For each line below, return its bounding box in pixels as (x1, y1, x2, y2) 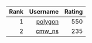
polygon (36, 18, 59, 25)
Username (29, 8, 59, 15)
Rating (64, 8, 83, 15)
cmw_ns (36, 27, 59, 35)
